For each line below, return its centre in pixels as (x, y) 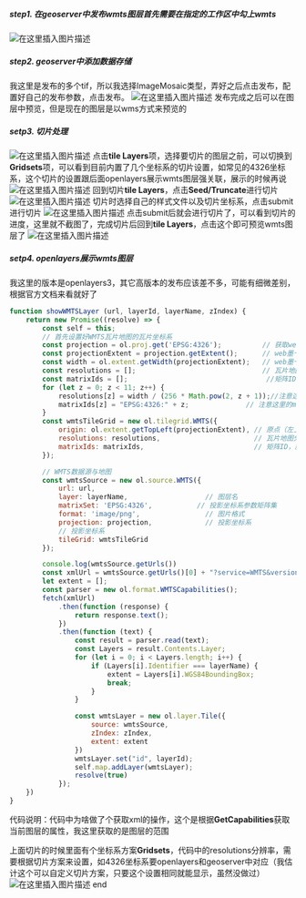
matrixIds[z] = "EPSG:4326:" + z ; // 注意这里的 (175, 404)
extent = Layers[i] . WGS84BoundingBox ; (181, 674)
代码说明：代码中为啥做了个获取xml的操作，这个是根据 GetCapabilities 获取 (150, 819)
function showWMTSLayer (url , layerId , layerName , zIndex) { (128, 311)
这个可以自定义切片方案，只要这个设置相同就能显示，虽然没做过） (141, 872)
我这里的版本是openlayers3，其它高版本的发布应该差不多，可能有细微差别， (153, 282)
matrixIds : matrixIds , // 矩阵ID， (177, 446)
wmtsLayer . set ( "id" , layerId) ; (134, 759)
